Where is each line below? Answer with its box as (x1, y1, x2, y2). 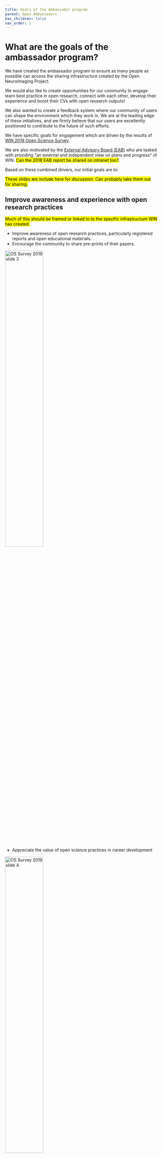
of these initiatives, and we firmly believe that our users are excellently (5, 118, 146, 124)
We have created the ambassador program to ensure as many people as (5, 68, 149, 74)
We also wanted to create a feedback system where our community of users (5, 107, 157, 113)
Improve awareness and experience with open (5, 195, 147, 204)
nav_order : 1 (5, 20, 31, 26)
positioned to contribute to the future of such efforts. (5, 123, 110, 129)
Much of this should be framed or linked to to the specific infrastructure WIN (5, 216, 158, 222)
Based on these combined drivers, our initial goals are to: (5, 167, 119, 173)
